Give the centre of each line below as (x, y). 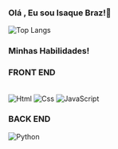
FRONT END (32, 73)
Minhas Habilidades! (49, 51)
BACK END (29, 119)
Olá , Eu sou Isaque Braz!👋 (60, 13)
